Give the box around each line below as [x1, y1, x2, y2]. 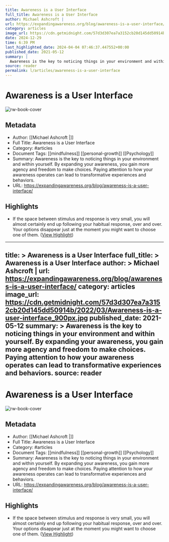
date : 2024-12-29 [5, 36, 42, 41]
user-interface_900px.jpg [5, 314, 88, 322]
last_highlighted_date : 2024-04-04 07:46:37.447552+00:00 [5, 45, 129, 50]
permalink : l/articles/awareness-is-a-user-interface [5, 68, 121, 73]
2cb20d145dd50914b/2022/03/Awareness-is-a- [5, 306, 162, 314]
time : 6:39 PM [5, 40, 35, 45]
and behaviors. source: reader [5, 369, 102, 377]
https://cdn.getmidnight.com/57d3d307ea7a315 [5, 298, 160, 307]
